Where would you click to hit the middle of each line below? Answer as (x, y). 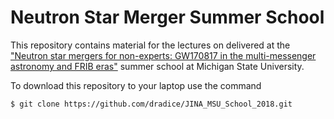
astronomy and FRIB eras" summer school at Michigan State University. (157, 66)
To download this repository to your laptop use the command (136, 85)
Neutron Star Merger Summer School (167, 17)
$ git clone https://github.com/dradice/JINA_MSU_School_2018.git (151, 104)
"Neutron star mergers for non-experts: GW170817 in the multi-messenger (163, 55)
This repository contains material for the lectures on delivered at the (150, 45)
